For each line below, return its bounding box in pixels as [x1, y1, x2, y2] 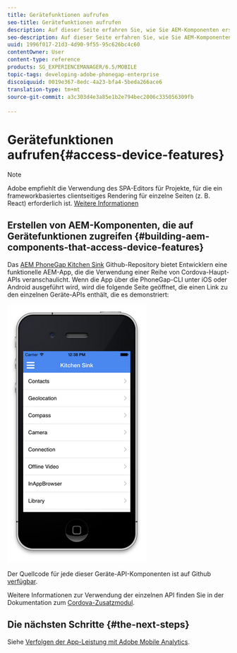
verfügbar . [7, 577, 38, 585]
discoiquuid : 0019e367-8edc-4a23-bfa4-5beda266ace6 [7, 78, 162, 85]
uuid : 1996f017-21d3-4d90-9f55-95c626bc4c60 [7, 41, 140, 49]
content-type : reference [7, 56, 80, 64]
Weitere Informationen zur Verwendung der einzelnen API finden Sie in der [7, 590, 224, 599]
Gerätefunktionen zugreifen [7, 230, 133, 243]
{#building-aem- [134, 230, 210, 243]
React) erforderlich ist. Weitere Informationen [7, 199, 139, 208]
